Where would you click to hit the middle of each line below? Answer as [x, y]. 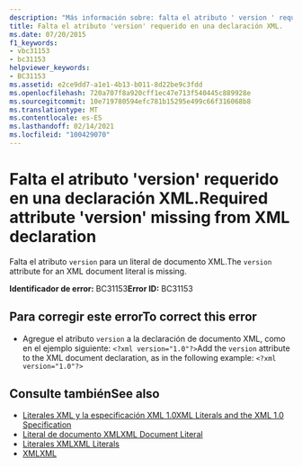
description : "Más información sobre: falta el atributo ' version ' [142, 18]
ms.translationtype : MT [54, 110]
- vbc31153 [30, 51]
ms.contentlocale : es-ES [56, 118]
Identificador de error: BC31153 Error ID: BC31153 [101, 288]
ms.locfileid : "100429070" [60, 135]
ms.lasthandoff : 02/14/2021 [62, 127]
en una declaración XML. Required [139, 198]
